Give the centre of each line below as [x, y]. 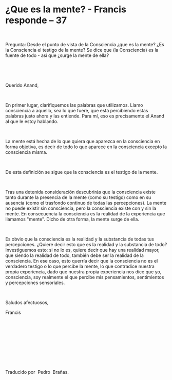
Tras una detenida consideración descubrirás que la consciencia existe [81, 192]
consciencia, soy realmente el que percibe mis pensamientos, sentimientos [85, 277]
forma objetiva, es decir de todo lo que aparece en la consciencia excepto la [86, 147]
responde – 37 [36, 20]
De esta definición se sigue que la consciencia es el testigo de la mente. [82, 172]
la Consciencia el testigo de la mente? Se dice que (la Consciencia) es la [82, 50]
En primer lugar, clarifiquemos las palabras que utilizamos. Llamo [74, 105]
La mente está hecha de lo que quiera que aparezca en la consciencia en [83, 141]
